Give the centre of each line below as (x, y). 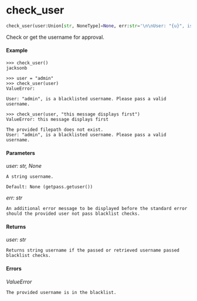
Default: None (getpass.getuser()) (50, 187)
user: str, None (24, 166)
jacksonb (17, 68)
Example (17, 50)
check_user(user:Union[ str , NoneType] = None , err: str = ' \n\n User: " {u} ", (95, 26)
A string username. (30, 177)
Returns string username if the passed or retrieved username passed (93, 251)
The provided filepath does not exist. (55, 130)
